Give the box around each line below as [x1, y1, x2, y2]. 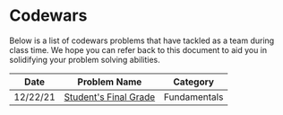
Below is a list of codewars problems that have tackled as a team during [9, 35, 275, 46]
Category [173, 75, 215, 88]
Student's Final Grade [64, 91, 156, 103]
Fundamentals [164, 91, 224, 103]
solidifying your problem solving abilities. [9, 54, 161, 65]
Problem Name [77, 75, 142, 88]
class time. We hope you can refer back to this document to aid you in [9, 44, 268, 55]
